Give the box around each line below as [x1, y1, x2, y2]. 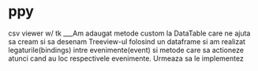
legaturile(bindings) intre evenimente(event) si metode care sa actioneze [8, 45, 245, 54]
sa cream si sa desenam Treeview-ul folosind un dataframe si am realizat [8, 36, 246, 46]
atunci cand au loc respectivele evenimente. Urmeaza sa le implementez [8, 54, 245, 63]
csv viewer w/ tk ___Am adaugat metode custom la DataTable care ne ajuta [8, 28, 251, 38]
